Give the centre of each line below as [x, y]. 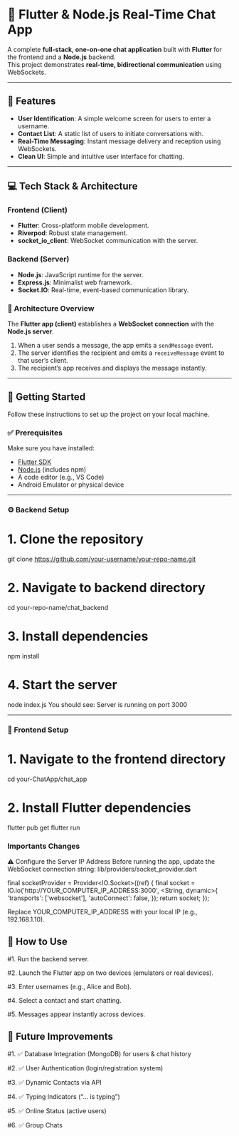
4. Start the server [62, 685]
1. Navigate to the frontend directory [117, 759]
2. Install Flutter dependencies [99, 807]
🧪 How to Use [37, 942]
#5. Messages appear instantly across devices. [76, 1014]
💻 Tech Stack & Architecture [73, 186]
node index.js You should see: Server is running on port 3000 [97, 704]
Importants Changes [44, 846]
